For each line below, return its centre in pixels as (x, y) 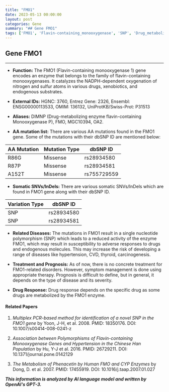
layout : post (19, 19)
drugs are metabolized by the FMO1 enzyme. (59, 295)
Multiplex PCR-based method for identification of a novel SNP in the (83, 318)
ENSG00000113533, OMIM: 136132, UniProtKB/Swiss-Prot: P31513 (81, 106)
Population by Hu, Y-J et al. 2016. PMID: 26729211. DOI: (70, 349)
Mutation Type (61, 149)
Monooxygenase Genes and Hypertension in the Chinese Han (77, 344)
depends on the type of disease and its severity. (62, 280)
